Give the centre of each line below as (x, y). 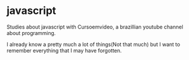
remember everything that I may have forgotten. (64, 50)
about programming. (31, 33)
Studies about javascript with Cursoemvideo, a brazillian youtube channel (95, 27)
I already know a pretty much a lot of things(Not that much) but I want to (93, 44)
